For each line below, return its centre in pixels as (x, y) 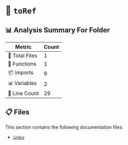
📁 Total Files (23, 56)
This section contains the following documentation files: (64, 127)
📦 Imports (21, 72)
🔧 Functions (22, 64)
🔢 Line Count (24, 93)
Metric (23, 47)
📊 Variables (23, 83)
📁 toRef (21, 11)
